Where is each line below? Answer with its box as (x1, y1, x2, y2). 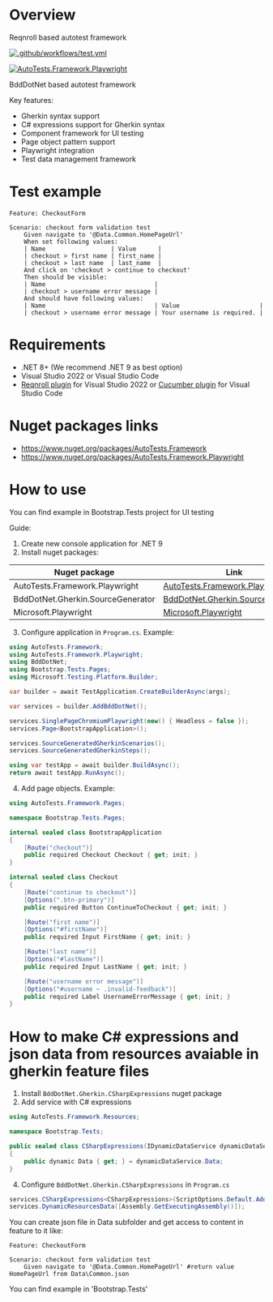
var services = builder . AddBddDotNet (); (9, 702, 148, 710)
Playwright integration (20, 145, 95, 155)
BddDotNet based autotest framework (9, 79, 136, 89)
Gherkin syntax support (20, 111, 100, 121)
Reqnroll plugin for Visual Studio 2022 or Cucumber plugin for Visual (20, 379, 250, 389)
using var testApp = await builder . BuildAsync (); (9, 761, 181, 769)
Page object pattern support (20, 136, 116, 147)
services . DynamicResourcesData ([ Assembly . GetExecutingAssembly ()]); (9, 1202, 245, 1211)
